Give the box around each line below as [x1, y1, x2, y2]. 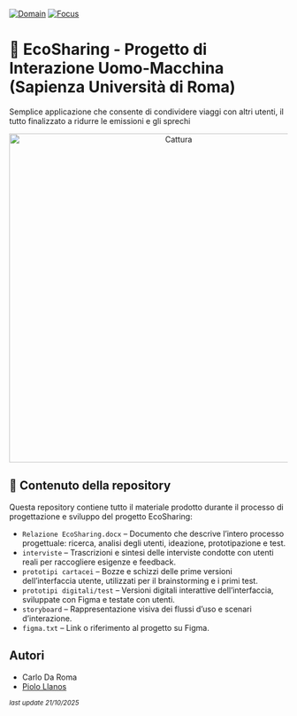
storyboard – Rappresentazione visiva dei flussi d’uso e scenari [21, 603, 252, 614]
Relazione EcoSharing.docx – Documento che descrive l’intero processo [21, 528, 285, 539]
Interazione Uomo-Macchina [9, 58, 225, 79]
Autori [9, 648, 45, 664]
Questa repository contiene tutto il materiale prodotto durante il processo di [9, 502, 285, 512]
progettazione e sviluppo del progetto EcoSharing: [9, 510, 193, 522]
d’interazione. [21, 612, 72, 624]
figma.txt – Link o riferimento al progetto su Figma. [21, 622, 209, 633]
